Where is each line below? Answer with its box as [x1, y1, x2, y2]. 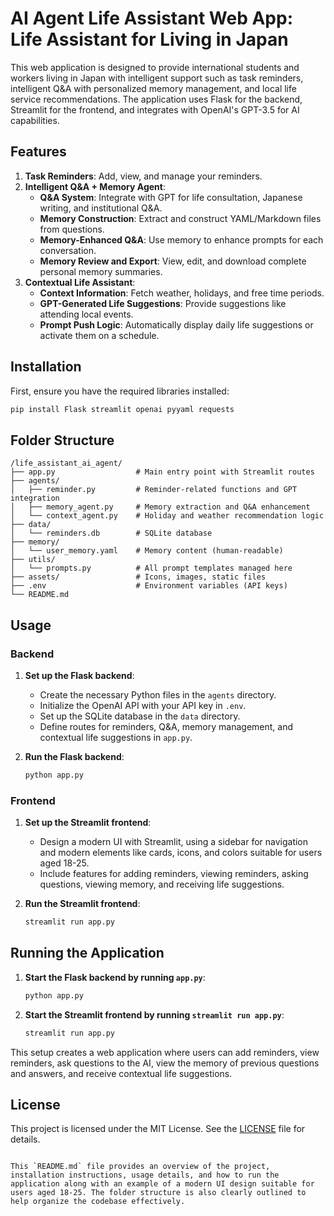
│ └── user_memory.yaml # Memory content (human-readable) [10, 546, 284, 556]
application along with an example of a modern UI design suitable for [10, 1179, 315, 1189]
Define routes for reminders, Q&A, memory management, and [39, 720, 294, 732]
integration [10, 493, 60, 504]
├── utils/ [10, 555, 56, 565]
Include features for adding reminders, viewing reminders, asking [39, 868, 309, 880]
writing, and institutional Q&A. [39, 202, 163, 214]
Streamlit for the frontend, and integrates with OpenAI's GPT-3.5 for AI [10, 103, 300, 116]
